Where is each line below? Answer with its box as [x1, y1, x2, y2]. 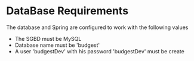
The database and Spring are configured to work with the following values [6, 24, 189, 31]
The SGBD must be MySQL [14, 35, 82, 42]
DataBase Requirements [6, 4, 129, 18]
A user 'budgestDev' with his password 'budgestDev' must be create [14, 47, 185, 54]
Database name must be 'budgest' [14, 41, 100, 49]
